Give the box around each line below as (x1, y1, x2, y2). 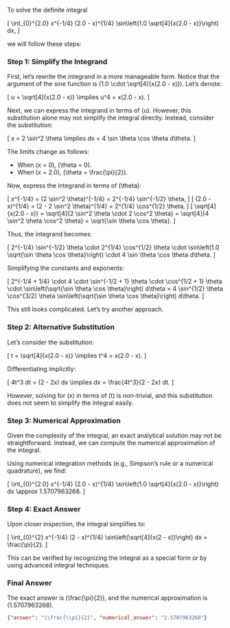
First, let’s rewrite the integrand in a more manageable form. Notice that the (7, 72, 220, 81)
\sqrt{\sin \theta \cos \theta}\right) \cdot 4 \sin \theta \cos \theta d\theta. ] (7, 251, 216, 259)
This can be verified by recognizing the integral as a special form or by (7, 554, 207, 562)
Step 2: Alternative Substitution (7, 322, 115, 332)
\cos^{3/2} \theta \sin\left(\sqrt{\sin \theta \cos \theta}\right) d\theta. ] (7, 292, 205, 300)
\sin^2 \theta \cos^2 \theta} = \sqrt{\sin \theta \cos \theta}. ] (7, 216, 176, 225)
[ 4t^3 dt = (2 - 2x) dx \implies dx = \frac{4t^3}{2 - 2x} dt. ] (7, 378, 174, 386)
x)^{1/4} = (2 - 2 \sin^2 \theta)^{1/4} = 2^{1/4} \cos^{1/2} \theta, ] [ (7, 202, 194, 210)
